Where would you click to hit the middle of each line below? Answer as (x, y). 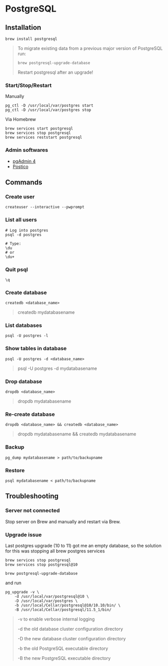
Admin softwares (27, 150)
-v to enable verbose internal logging (56, 619)
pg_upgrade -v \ (22, 592)
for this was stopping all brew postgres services (55, 551)
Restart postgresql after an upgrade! (55, 72)
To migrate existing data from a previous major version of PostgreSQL (90, 48)
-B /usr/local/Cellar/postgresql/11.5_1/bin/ (63, 609)
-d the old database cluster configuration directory (70, 629)
